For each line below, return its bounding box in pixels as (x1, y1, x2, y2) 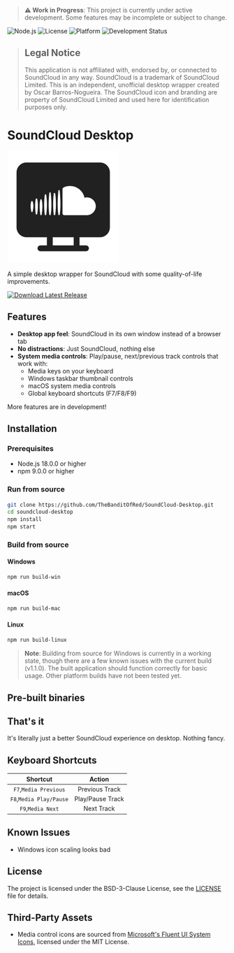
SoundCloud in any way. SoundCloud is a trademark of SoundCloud (24, 73, 220, 81)
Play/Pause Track (74, 795, 124, 803)
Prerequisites (7, 443, 54, 453)
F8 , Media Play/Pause (10, 795, 68, 803)
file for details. (7, 891, 49, 900)
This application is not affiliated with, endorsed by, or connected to (24, 66, 217, 74)
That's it (7, 715, 45, 727)
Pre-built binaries (7, 692, 85, 703)
